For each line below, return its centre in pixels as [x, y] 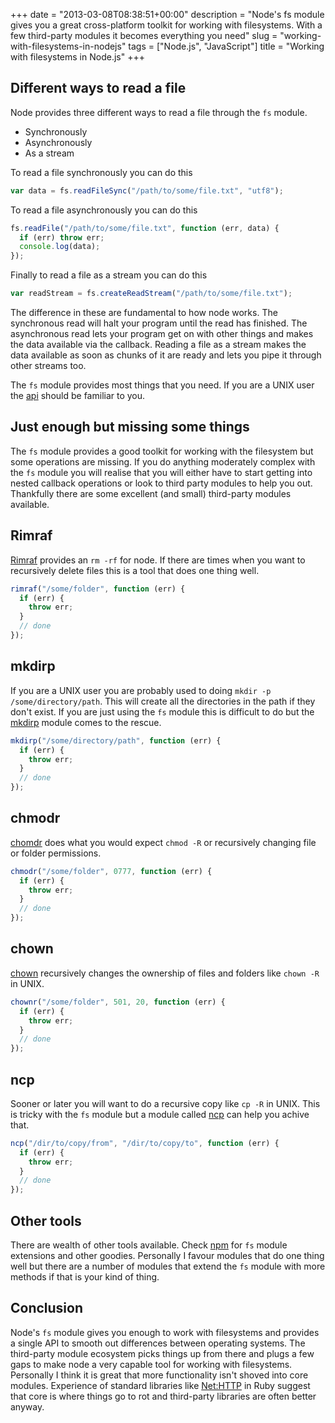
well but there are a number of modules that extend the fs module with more [168, 1266]
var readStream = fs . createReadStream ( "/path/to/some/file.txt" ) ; [151, 294]
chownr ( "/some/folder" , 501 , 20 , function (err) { [118, 1002]
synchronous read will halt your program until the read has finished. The [159, 323]
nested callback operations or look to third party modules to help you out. [161, 483]
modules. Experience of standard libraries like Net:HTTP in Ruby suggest [160, 1385]
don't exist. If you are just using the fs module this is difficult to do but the [162, 711]
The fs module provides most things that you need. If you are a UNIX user [162, 385]
